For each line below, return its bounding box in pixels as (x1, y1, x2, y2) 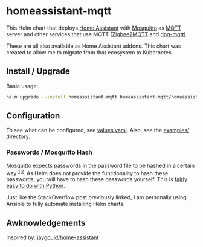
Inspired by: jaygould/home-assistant (6, 234, 99, 241)
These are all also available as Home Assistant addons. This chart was (6, 42, 181, 50)
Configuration (6, 111, 60, 121)
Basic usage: (6, 82, 39, 89)
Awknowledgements (6, 217, 86, 228)
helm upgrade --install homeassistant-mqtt (6, 94, 118, 100)
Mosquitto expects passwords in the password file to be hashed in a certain (6, 162, 195, 169)
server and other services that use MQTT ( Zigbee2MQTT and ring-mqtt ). (6, 30, 188, 37)
